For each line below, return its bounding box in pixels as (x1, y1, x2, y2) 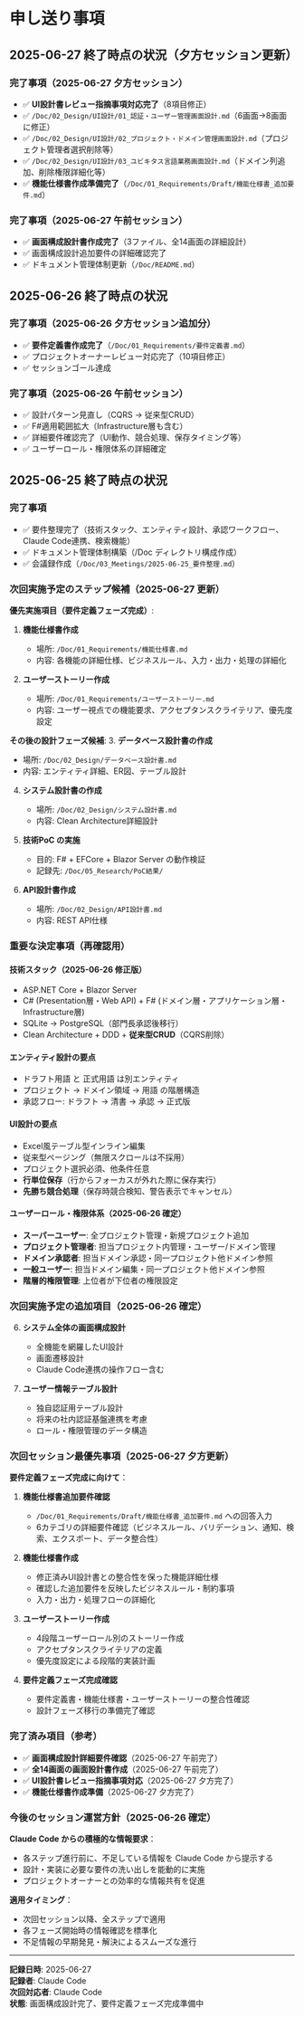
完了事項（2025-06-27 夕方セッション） (9, 76, 188, 89)
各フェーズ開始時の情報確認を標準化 (22, 1925, 158, 1936)
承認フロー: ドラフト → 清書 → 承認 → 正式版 (22, 1096, 191, 1107)
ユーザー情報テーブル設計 (22, 1384, 118, 1394)
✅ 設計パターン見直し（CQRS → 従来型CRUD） (22, 409, 199, 421)
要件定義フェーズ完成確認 (22, 1675, 119, 1686)
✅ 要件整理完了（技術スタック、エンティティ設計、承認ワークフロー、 (22, 524, 284, 535)
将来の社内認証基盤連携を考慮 (35, 1413, 147, 1425)
